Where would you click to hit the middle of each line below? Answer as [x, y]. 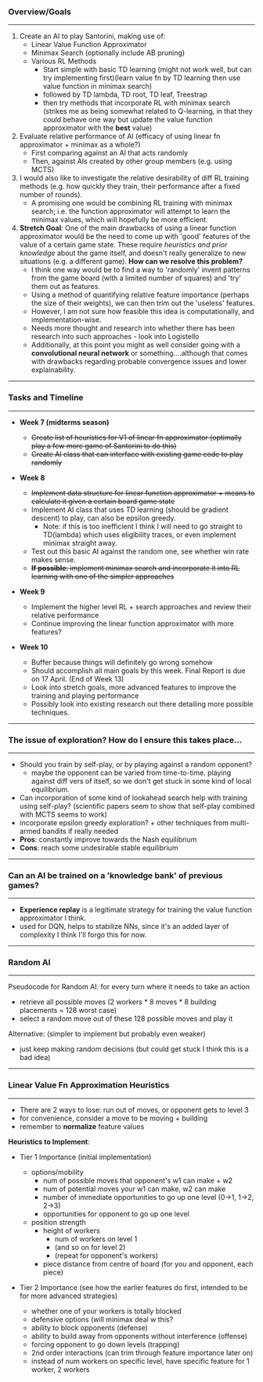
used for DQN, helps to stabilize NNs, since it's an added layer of [124, 927]
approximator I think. [53, 918]
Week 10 [34, 647]
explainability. [53, 370]
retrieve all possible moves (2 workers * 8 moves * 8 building [118, 1002]
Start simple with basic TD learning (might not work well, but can [147, 70]
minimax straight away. [80, 543]
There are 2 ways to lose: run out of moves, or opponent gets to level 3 [134, 1110]
